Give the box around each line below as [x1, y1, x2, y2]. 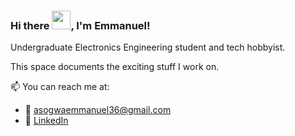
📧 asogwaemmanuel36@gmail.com [24, 104, 172, 116]
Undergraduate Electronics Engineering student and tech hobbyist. [10, 41, 286, 54]
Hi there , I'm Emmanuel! [10, 18, 151, 32]
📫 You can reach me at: [10, 81, 110, 93]
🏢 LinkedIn [24, 115, 69, 127]
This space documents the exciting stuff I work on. [10, 61, 220, 73]
